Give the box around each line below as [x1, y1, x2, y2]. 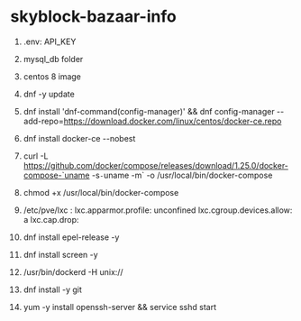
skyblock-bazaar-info [10, 6, 177, 27]
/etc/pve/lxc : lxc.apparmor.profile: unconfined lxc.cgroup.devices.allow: [23, 205, 293, 216]
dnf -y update [23, 88, 75, 99]
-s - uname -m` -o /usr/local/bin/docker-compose [91, 170, 273, 180]
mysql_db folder [23, 53, 84, 64]
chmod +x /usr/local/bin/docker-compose [23, 187, 179, 197]
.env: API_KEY [23, 36, 77, 47]
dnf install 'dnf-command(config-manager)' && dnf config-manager [23, 105, 275, 116]
